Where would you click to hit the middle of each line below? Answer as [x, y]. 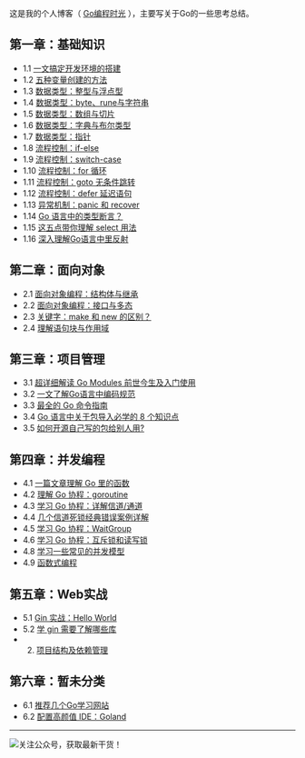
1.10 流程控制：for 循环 [64, 170]
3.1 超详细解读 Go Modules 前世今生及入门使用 [109, 383]
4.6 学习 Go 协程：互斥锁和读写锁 [85, 540]
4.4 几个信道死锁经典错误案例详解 [86, 517]
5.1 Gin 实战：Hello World [69, 618]
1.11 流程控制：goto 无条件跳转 [79, 182]
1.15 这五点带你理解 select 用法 [79, 227]
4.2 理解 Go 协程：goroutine [75, 494]
